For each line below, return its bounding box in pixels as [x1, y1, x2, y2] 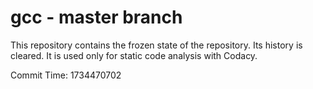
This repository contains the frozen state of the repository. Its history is [10, 39, 303, 51]
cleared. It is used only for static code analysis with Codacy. [10, 49, 258, 61]
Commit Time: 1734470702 [10, 69, 122, 81]
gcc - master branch [10, 6, 183, 29]
